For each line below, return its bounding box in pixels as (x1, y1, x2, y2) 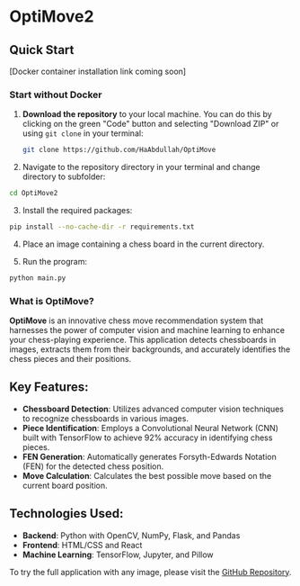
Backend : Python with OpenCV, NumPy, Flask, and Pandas (22, 529, 241, 541)
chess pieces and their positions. (9, 354, 132, 365)
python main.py (9, 273, 66, 283)
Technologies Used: (9, 506, 124, 521)
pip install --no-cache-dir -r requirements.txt (9, 222, 195, 231)
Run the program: (22, 256, 88, 266)
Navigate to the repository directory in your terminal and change (22, 162, 260, 173)
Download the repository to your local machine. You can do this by (22, 109, 272, 120)
